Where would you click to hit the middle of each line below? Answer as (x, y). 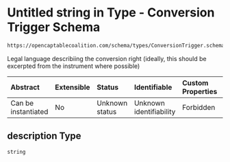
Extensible (72, 87)
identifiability (155, 111)
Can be (22, 103)
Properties (200, 91)
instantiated (29, 111)
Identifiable (153, 87)
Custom (195, 82)
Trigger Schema (54, 27)
